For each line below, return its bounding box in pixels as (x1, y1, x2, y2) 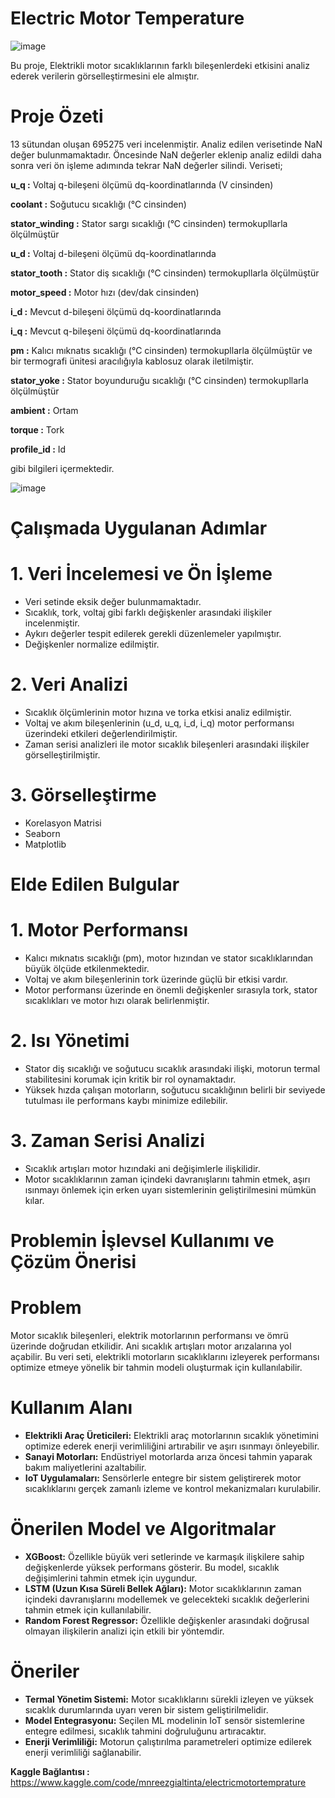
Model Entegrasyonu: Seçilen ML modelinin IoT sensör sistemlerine (24, 1714, 305, 1726)
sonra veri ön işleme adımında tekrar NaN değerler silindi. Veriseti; (10, 159, 283, 171)
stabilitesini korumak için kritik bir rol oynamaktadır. (24, 1073, 237, 1085)
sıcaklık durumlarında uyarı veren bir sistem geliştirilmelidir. (24, 1703, 269, 1716)
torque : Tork (10, 423, 65, 436)
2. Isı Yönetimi (10, 1030, 130, 1052)
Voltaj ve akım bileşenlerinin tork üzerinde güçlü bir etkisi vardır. (24, 973, 288, 985)
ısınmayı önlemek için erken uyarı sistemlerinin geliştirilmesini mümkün (24, 1183, 317, 1196)
